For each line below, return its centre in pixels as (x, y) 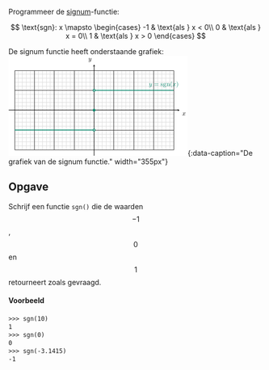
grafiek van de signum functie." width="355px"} (88, 162)
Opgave (29, 187)
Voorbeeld (26, 301)
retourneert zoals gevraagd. (55, 282)
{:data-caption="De (220, 153)
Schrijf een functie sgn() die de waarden (76, 206)
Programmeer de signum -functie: (64, 12)
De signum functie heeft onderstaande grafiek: (86, 51)
